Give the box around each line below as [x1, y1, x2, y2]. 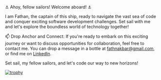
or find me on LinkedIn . [5, 51, 52, 56]
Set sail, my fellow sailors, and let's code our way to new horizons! [5, 60, 139, 66]
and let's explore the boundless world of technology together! [5, 24, 129, 30]
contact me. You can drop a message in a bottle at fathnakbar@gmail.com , [5, 46, 155, 51]
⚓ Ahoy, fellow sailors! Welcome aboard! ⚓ [5, 4, 92, 10]
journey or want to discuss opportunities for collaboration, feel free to [5, 41, 144, 46]
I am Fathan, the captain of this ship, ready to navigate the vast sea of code [5, 14, 157, 19]
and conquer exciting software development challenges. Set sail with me [5, 19, 151, 24]
